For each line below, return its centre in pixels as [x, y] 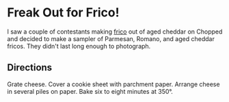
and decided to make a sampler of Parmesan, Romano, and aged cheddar [111, 38]
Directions [30, 67]
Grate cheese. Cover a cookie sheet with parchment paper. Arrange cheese [113, 84]
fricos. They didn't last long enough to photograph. [79, 46]
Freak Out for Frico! [63, 13]
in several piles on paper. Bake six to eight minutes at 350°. [90, 91]
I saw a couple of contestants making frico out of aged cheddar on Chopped [115, 31]
